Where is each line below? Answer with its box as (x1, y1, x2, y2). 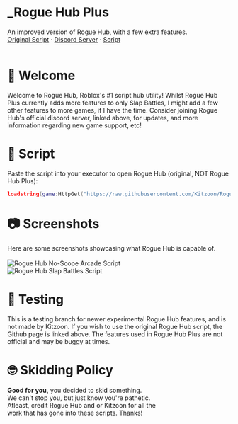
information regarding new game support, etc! (7, 121, 142, 130)
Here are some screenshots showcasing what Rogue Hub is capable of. (7, 243, 216, 252)
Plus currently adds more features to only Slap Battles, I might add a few (7, 98, 218, 107)
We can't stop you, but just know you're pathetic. (7, 394, 151, 402)
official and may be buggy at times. (7, 337, 110, 345)
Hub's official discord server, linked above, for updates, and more (7, 113, 198, 122)
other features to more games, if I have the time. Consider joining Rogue (7, 105, 218, 114)
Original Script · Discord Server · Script (7, 35, 121, 43)
